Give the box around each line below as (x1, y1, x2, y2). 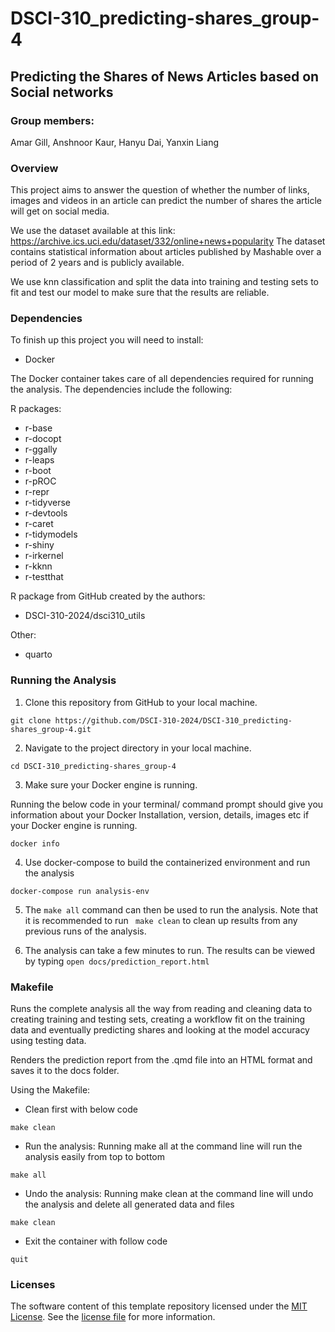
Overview (10, 161, 59, 175)
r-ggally (24, 443, 58, 456)
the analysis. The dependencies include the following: (10, 383, 233, 396)
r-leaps (24, 454, 55, 466)
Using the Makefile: (10, 1084, 91, 1096)
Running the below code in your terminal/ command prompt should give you (10, 798, 324, 810)
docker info (10, 838, 60, 849)
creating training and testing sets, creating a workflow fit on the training (10, 1013, 306, 1026)
